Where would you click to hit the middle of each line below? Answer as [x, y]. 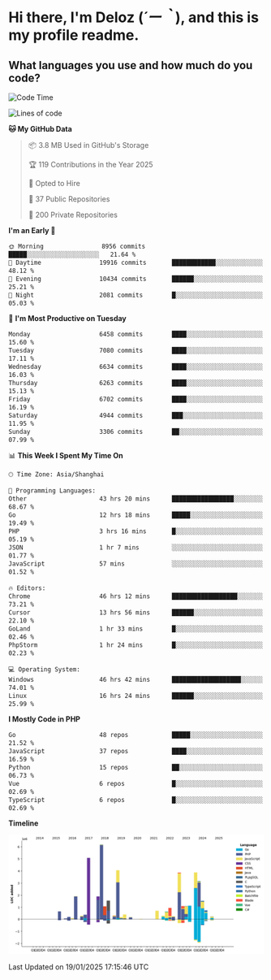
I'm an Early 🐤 [32, 230]
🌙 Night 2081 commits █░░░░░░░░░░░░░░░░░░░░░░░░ [136, 295]
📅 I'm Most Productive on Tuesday [68, 318]
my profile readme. [74, 35]
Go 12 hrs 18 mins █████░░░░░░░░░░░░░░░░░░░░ [136, 515]
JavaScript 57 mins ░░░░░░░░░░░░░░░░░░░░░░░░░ [136, 564]
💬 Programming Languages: [52, 491]
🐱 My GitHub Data [41, 129]
